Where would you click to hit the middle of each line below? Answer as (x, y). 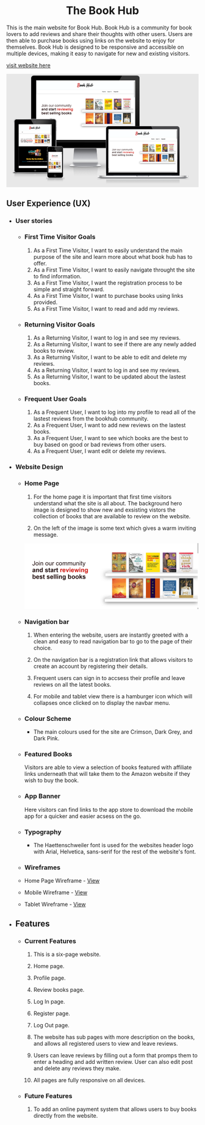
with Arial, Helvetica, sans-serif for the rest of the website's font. (115, 852)
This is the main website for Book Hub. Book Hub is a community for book (99, 27)
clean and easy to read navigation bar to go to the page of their (113, 641)
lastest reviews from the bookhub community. (91, 419)
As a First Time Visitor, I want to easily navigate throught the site (114, 270)
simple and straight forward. (69, 289)
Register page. (52, 1013)
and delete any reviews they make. (77, 1068)
